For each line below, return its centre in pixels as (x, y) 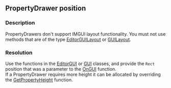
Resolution (19, 52)
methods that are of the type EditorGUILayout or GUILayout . (68, 39)
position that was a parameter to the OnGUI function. (61, 69)
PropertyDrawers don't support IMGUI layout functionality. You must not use (86, 34)
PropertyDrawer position (46, 8)
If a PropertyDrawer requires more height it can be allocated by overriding (83, 74)
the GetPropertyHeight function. (39, 80)
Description (20, 23)
